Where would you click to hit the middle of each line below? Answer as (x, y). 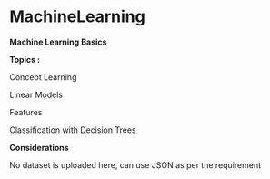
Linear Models (36, 94)
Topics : (25, 59)
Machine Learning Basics (58, 42)
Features (26, 112)
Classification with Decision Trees (73, 130)
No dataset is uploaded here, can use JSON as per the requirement (135, 164)
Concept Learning (43, 77)
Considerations (40, 147)
